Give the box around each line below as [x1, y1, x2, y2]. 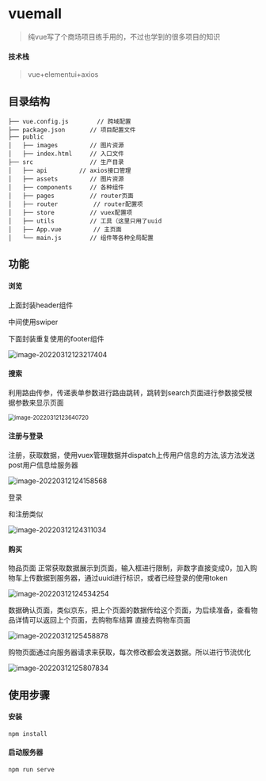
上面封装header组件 [8, 300, 74, 310]
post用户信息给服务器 [8, 460, 78, 470]
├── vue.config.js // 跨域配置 [8, 117, 132, 125]
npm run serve [8, 765, 55, 773]
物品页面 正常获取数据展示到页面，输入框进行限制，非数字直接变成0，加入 [8, 563, 251, 573]
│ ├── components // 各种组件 [8, 183, 124, 191]
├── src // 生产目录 [8, 158, 124, 166]
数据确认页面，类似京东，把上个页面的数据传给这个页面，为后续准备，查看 [8, 605, 251, 615]
